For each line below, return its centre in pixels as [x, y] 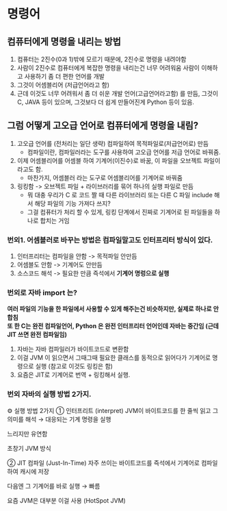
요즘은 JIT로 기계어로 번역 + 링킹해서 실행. [74, 375]
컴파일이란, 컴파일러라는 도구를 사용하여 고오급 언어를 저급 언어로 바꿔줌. [124, 152]
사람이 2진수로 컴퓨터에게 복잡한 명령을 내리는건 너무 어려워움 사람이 [108, 68]
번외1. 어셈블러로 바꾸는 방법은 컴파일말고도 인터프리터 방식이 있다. [110, 240]
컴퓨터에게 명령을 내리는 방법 [64, 41]
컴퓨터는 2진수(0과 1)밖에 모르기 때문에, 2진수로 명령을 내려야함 [102, 59]
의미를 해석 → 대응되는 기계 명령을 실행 [59, 419]
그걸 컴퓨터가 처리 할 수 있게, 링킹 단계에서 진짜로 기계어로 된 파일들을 [120, 212]
